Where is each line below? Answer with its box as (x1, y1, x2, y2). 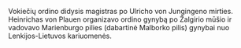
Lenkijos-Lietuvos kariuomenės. (8, 31, 112, 40)
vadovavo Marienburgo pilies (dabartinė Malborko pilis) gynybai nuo (8, 23, 230, 32)
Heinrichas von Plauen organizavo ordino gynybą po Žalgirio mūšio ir (8, 15, 232, 24)
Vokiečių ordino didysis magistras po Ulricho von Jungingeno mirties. (8, 7, 234, 15)
